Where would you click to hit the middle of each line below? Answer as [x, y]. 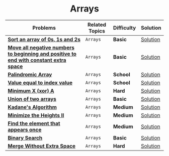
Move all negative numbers [41, 47]
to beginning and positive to [42, 54]
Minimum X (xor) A [31, 91]
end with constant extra [37, 60]
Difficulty [124, 28]
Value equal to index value [40, 82]
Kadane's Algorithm [32, 107]
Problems [44, 28]
